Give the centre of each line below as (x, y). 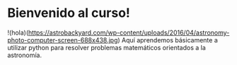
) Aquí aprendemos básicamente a (168, 40)
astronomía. (25, 55)
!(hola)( (18, 32)
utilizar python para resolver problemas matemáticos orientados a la (107, 47)
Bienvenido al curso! (69, 13)
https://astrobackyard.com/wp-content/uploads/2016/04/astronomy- (129, 32)
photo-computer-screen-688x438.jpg (63, 40)
